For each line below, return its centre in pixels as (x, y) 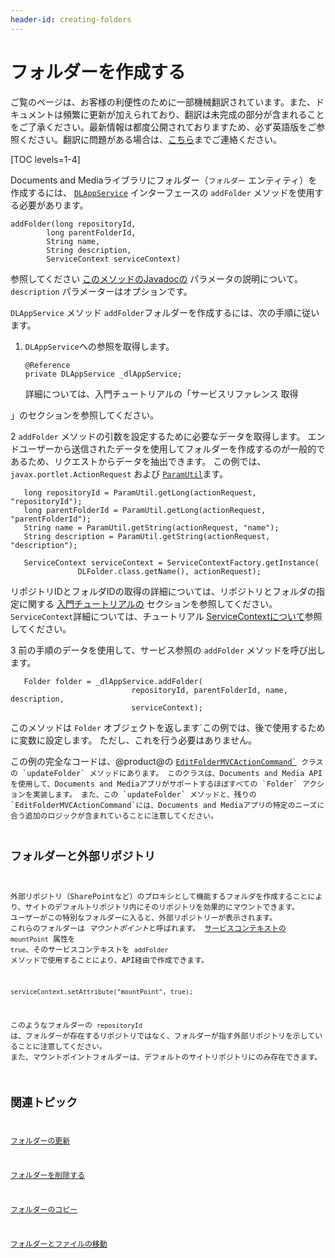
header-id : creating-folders (71, 19)
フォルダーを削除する (47, 1176)
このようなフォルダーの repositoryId (76, 1025)
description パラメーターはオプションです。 (101, 291)
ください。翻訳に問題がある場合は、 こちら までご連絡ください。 (150, 139)
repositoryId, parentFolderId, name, (209, 690)
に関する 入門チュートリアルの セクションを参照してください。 (148, 603)
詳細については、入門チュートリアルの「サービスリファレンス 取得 (161, 393)
